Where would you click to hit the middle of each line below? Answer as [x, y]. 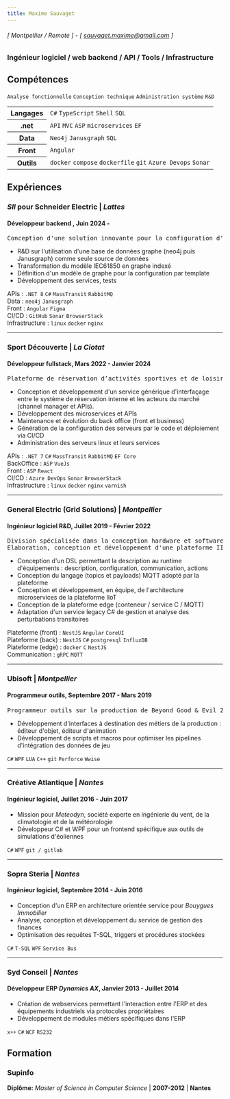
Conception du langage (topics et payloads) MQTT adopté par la [108, 576]
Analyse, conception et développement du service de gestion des [110, 920]
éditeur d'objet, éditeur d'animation [66, 730]
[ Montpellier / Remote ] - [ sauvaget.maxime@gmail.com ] [90, 36]
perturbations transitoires [53, 620]
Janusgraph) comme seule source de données [83, 259]
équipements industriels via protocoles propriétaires [90, 1011]
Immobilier [32, 913]
